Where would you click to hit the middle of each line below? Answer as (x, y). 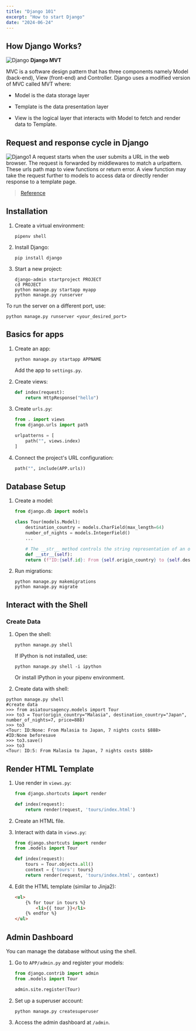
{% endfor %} (41, 914)
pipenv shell (30, 236)
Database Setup (36, 487)
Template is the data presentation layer (61, 107)
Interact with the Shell (47, 605)
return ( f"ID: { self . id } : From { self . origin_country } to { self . (104, 560)
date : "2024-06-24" (30, 22)
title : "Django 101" (31, 11)
